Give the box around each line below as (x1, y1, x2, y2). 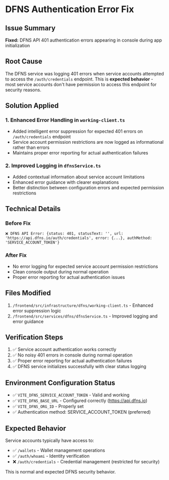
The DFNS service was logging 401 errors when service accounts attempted (5, 70, 164, 76)
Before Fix (5, 220, 31, 227)
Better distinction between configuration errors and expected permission (12, 184, 164, 190)
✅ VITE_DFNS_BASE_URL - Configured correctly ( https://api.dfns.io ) (12, 397, 148, 404)
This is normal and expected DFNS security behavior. (5, 469, 116, 475)
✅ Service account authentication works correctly (12, 346, 117, 352)
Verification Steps (5, 333, 64, 341)
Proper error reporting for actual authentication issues (12, 274, 125, 280)
